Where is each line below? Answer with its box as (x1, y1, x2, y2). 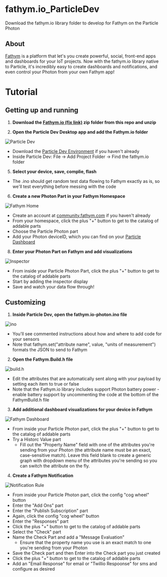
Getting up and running (5, 106, 79, 115)
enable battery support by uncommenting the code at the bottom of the (12, 391, 159, 397)
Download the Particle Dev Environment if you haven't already (12, 148, 140, 154)
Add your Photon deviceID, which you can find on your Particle (12, 233, 141, 240)
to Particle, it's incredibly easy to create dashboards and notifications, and (5, 63, 158, 69)
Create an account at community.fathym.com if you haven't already (12, 212, 151, 218)
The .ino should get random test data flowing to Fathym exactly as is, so (12, 178, 160, 184)
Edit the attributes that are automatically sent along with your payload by (12, 375, 161, 382)
